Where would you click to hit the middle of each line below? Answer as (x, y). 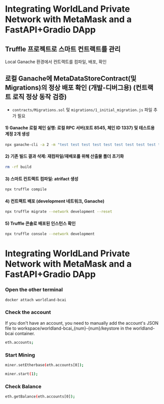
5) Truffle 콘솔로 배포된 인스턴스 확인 (40, 223)
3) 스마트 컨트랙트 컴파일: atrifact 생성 (42, 179)
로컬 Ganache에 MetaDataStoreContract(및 (71, 79)
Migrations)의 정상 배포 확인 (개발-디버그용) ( (70, 88)
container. (25, 333)
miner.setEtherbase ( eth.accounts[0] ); (44, 365)
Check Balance (23, 386)
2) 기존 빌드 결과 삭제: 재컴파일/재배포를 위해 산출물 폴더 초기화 (64, 156)
